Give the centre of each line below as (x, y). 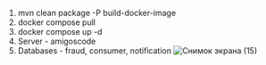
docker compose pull (57, 22)
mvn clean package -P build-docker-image (97, 13)
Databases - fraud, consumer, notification (95, 51)
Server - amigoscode (57, 41)
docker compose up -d (60, 32)
